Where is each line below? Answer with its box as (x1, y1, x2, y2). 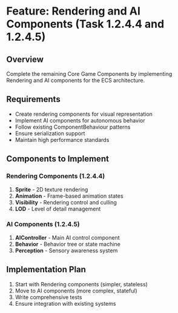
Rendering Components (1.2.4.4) (6, 172, 105, 180)
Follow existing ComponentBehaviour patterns (15, 123, 131, 130)
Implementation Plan (6, 264, 87, 275)
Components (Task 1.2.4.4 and (6, 17, 165, 31)
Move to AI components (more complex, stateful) (15, 287, 137, 294)
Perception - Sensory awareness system (15, 247, 118, 254)
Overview (6, 54, 44, 64)
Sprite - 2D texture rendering (15, 186, 88, 193)
